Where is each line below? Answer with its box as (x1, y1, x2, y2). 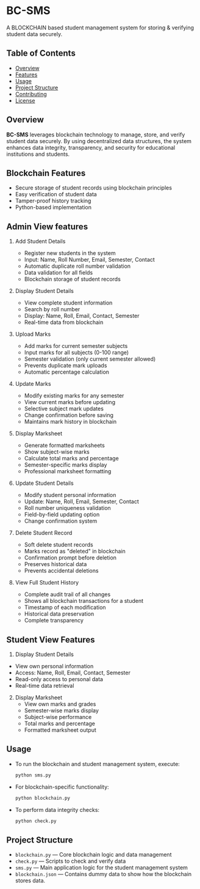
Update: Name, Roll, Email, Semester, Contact (24, 498, 139, 505)
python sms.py (15, 772, 51, 778)
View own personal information (15, 663, 94, 670)
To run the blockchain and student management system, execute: (15, 760, 180, 767)
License (15, 97, 35, 104)
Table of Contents (6, 48, 76, 59)
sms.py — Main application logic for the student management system (15, 864, 188, 871)
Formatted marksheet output (24, 726, 96, 734)
